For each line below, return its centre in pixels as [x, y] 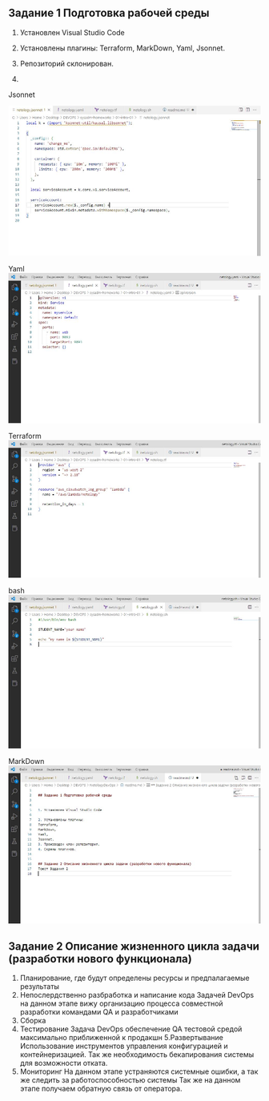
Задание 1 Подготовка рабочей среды [109, 13]
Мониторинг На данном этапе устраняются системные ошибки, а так [139, 1071]
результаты [40, 986]
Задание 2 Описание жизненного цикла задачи [134, 946]
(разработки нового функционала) [100, 959]
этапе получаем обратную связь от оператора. [101, 1089]
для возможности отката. [64, 1063]
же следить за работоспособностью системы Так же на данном [130, 1080]
